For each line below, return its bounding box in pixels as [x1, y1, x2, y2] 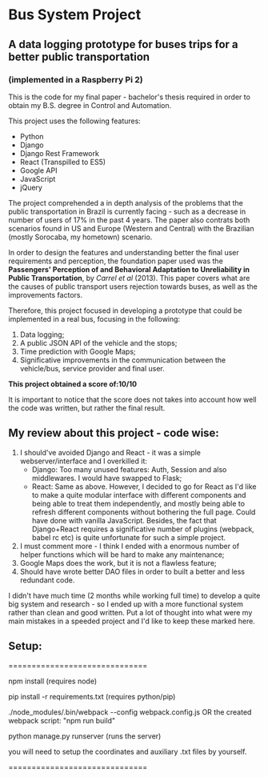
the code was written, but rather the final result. [8, 403, 166, 413]
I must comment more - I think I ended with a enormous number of [19, 541, 240, 551]
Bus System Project [8, 6, 142, 24]
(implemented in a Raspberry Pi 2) [8, 74, 144, 85]
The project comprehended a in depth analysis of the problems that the [8, 198, 244, 207]
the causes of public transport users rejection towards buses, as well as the [8, 282, 258, 291]
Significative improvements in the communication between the [19, 354, 226, 365]
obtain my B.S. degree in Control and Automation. [8, 100, 172, 110]
